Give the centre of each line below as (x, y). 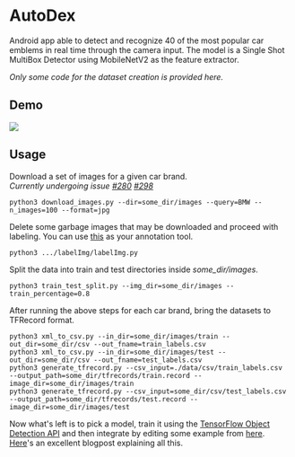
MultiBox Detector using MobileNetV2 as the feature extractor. (124, 59)
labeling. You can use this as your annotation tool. (101, 236)
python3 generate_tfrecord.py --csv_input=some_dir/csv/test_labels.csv (148, 391)
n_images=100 (34, 210)
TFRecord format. (42, 320)
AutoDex (43, 16)
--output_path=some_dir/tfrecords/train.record (100, 375)
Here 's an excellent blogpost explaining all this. (96, 443)
